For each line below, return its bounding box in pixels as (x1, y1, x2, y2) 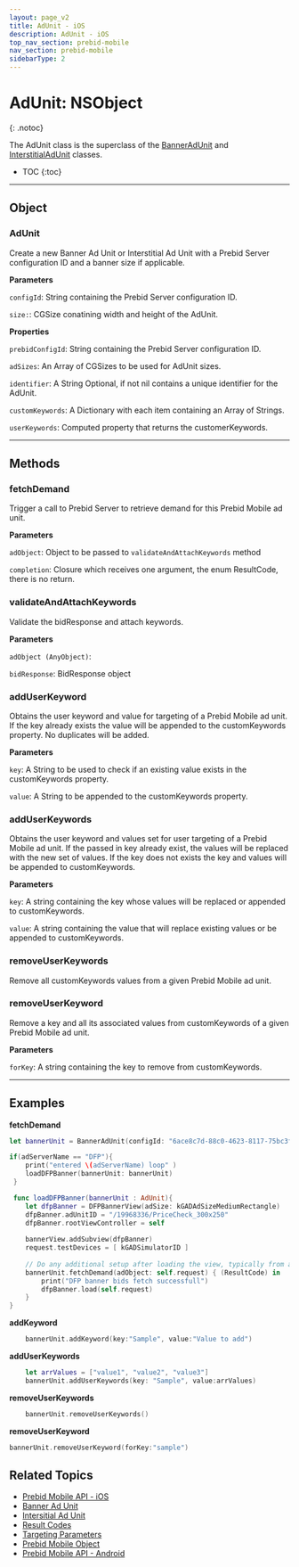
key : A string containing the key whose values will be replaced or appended (9, 897, 287, 907)
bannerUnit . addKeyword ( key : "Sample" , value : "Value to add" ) (25, 1334, 253, 1344)
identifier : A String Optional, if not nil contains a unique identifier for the (9, 378, 279, 389)
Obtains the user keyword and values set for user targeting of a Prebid (9, 833, 268, 844)
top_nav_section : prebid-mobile (9, 37, 129, 47)
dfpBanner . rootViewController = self (25, 1218, 166, 1227)
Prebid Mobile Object (21, 1538, 101, 1549)
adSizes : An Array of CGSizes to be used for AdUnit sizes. (9, 360, 222, 371)
